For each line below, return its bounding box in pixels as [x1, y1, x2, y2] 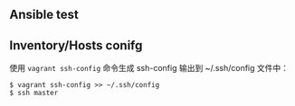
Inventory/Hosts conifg [9, 38, 143, 53]
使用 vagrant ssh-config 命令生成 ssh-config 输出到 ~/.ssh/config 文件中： [9, 63, 290, 74]
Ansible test [9, 7, 80, 22]
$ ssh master [9, 89, 59, 98]
